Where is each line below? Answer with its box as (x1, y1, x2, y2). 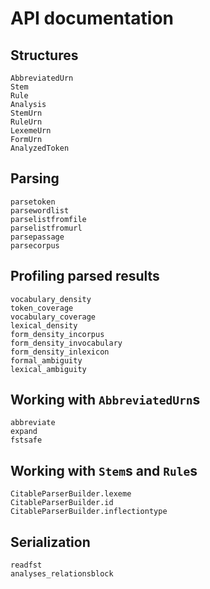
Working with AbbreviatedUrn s (10, 392, 201, 409)
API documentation (10, 7, 175, 30)
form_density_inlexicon (10, 347, 110, 357)
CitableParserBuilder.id (10, 498, 114, 508)
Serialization (10, 533, 91, 551)
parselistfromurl (10, 223, 83, 233)
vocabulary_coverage (10, 312, 97, 322)
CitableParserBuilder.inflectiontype (10, 507, 168, 517)
